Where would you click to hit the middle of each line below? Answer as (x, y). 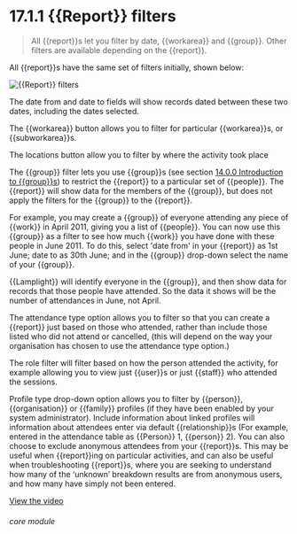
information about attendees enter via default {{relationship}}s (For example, (149, 427)
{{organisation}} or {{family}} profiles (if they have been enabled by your (142, 408)
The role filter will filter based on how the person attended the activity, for (144, 363)
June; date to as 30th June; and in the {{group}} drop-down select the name (149, 255)
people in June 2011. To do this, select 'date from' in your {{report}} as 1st (144, 245)
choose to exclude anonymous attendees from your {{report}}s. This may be (149, 445)
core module (32, 521)
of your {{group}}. (42, 264)
